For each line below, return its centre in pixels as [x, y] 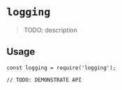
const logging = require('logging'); [61, 68]
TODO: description [51, 30]
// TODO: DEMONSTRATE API [44, 80]
